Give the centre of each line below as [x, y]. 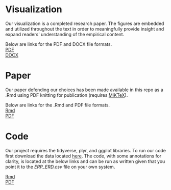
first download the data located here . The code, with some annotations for [83, 156]
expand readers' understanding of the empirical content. [65, 34]
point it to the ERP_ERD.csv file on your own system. [60, 167]
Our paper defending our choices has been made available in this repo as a [84, 90]
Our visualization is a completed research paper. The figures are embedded [85, 23]
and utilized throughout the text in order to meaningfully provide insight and [85, 29]
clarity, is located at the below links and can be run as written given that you [85, 161]
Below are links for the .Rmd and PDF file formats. [58, 105]
